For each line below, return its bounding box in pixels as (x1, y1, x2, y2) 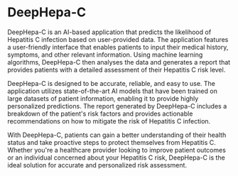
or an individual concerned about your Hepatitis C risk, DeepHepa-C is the (7, 153, 225, 162)
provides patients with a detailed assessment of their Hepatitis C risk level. (7, 65, 226, 74)
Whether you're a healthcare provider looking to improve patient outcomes (7, 145, 226, 154)
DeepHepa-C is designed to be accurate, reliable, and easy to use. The (7, 79, 215, 87)
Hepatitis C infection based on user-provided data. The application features (7, 35, 229, 43)
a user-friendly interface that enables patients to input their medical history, (7, 43, 229, 51)
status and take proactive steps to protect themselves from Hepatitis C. (7, 138, 217, 146)
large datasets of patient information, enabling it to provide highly (7, 94, 199, 103)
